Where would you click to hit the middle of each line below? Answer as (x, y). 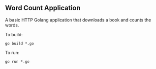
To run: (12, 52)
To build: (14, 34)
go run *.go (17, 61)
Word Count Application (43, 8)
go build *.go (20, 44)
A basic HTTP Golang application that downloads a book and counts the (78, 20)
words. (12, 25)
